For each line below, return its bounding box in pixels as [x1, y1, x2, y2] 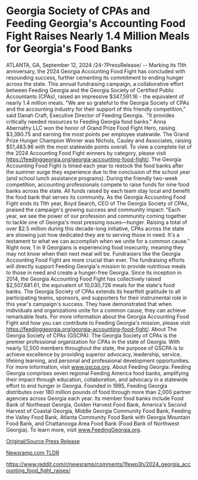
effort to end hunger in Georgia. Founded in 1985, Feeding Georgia [6, 382, 168, 389]
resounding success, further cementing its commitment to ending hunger [6, 74, 184, 81]
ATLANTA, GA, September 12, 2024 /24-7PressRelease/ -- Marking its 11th [6, 61, 187, 69]
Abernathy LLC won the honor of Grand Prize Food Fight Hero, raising [6, 124, 176, 131]
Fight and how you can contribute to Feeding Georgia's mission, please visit [6, 319, 190, 326]
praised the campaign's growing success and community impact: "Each [6, 206, 181, 213]
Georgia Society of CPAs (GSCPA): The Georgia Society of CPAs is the [6, 331, 177, 339]
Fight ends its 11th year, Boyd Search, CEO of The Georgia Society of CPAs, [6, 199, 189, 207]
